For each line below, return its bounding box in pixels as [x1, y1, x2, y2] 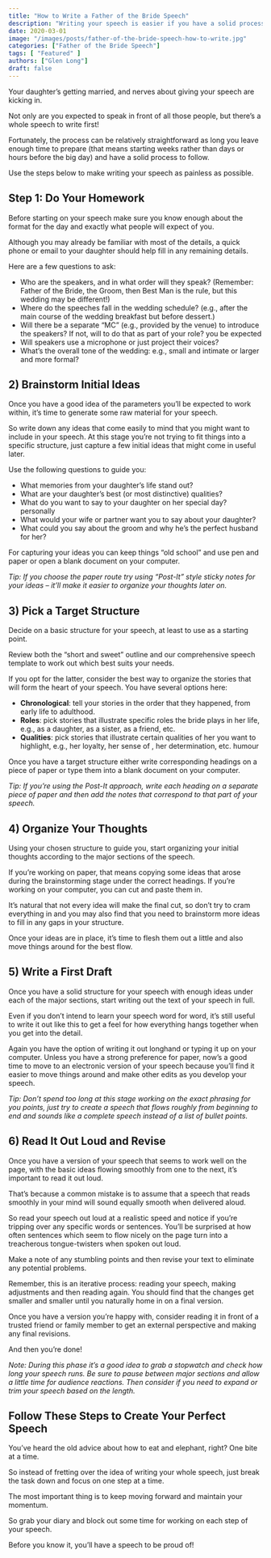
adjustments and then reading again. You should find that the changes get [8, 1287, 254, 1297]
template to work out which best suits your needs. [8, 658, 175, 668]
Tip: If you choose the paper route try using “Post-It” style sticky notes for [8, 572, 256, 582]
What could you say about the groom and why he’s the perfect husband [19, 523, 259, 534]
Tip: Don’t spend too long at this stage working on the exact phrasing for [8, 1093, 252, 1104]
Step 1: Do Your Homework [8, 192, 145, 205]
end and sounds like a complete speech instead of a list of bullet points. [8, 1111, 248, 1121]
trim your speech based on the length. [8, 1386, 135, 1395]
